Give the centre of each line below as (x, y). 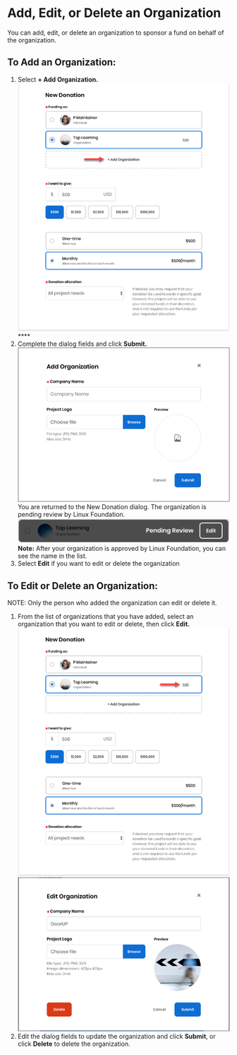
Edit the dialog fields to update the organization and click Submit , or (117, 1037)
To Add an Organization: (62, 63)
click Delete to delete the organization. (74, 1044)
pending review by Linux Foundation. (71, 515)
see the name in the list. (52, 556)
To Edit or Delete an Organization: (83, 586)
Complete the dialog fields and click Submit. (82, 344)
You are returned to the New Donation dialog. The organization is (112, 507)
